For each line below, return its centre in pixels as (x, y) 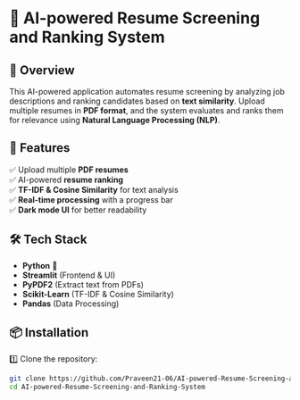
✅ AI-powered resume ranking (66, 179)
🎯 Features (40, 148)
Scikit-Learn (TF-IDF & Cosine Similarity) (98, 294)
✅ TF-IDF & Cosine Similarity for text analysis (94, 189)
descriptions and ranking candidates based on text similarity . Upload (137, 101)
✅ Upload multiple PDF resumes (69, 170)
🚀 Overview (42, 70)
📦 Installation (49, 333)
